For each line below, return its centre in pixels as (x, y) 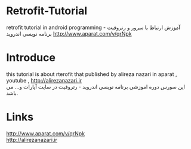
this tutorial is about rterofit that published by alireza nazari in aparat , (92, 74)
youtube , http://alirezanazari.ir (44, 80)
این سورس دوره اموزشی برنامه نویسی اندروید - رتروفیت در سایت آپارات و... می (95, 87)
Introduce (31, 58)
